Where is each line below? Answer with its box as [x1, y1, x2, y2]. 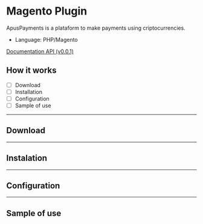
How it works [6, 65, 57, 76]
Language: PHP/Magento [14, 36, 78, 43]
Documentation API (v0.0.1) [6, 47, 74, 55]
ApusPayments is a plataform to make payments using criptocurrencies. [6, 24, 185, 31]
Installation [14, 88, 42, 95]
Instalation [6, 153, 47, 163]
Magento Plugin [6, 4, 88, 18]
